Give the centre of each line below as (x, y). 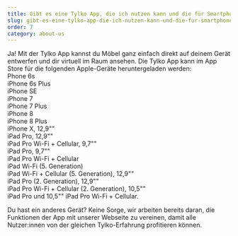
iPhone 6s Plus (29, 84)
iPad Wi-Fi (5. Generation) (45, 166)
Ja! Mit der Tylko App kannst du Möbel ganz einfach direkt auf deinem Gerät (119, 54)
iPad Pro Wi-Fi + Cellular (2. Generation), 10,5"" (77, 189)
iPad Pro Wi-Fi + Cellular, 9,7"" (52, 144)
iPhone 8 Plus (27, 122)
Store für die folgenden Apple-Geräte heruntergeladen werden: (100, 69)
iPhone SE (22, 91)
